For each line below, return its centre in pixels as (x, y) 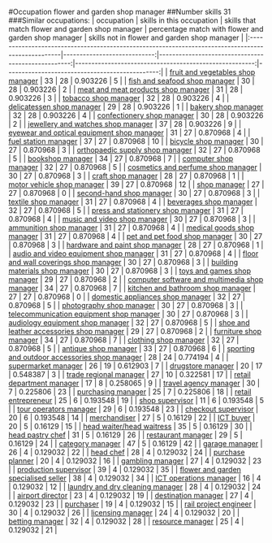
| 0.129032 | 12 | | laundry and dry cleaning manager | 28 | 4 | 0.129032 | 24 (135, 487)
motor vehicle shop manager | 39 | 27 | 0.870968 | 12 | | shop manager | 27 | (136, 185)
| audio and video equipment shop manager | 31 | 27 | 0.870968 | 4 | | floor (134, 254)
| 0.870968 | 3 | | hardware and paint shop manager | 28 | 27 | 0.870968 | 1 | (136, 245)
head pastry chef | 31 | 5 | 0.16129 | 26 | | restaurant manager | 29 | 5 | (125, 435)
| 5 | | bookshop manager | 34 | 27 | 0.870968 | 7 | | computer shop (121, 159)
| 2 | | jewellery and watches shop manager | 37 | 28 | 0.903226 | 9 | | (125, 124)
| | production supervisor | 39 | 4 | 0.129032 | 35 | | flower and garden (125, 469)
